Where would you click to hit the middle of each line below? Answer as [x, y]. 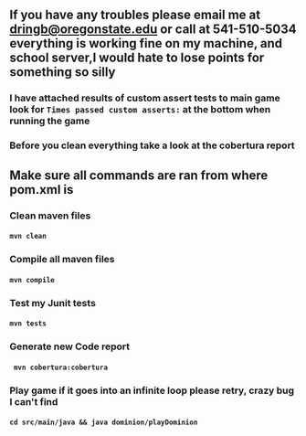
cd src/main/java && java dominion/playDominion [104, 423]
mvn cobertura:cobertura [60, 367]
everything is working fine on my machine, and [146, 43]
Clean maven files [50, 216]
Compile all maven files [62, 260]
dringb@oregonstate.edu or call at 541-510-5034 [153, 30]
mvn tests [28, 324]
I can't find [34, 401]
